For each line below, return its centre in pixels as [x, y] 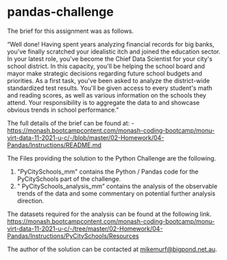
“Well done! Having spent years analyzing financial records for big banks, [111, 44]
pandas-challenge [61, 12]
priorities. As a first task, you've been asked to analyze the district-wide [109, 80]
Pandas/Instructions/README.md [54, 145]
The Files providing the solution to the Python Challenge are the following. [111, 158]
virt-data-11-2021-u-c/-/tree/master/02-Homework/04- [85, 228]
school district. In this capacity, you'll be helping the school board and [106, 66]
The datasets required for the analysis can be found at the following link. [109, 214]
